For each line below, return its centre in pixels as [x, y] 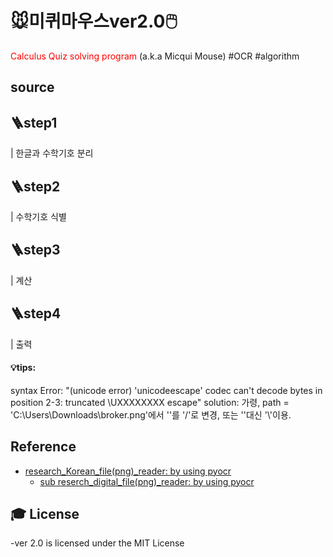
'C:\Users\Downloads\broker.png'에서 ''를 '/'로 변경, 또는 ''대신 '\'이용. [151, 414]
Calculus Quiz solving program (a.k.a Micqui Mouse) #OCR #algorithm [155, 56]
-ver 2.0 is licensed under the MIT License [97, 543]
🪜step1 [34, 122]
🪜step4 [36, 313]
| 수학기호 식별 [38, 216]
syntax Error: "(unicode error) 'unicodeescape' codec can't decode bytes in [166, 390]
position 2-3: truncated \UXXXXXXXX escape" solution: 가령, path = [150, 402]
